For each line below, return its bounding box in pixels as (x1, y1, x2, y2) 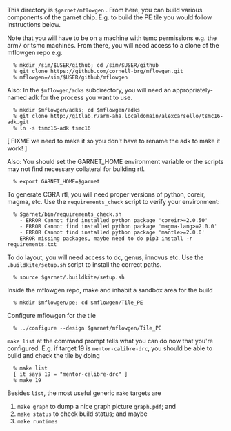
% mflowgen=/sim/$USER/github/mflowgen (13, 74, 128, 81)
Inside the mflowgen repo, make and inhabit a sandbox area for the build (7, 286, 213, 294)
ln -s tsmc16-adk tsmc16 (19, 125, 91, 132)
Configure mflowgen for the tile (7, 312, 97, 319)
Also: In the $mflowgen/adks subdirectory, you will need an (7, 86, 171, 94)
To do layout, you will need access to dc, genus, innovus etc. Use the (7, 253, 204, 261)
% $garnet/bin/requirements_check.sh (13, 211, 122, 218)
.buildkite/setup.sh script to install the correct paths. (7, 261, 162, 268)
